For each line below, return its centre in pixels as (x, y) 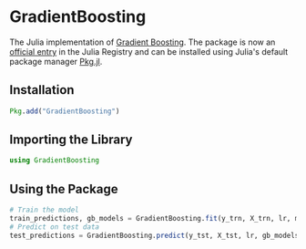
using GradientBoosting (55, 161)
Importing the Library (71, 140)
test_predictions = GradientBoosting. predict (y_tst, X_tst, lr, (134, 235)
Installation (42, 90)
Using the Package (64, 189)
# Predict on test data (55, 227)
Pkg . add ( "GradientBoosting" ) (65, 111)
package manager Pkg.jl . (56, 61)
